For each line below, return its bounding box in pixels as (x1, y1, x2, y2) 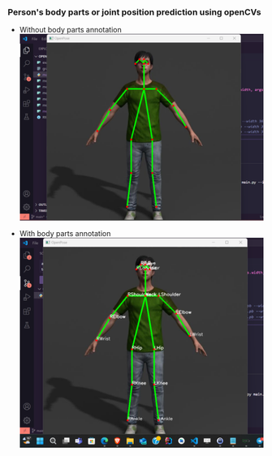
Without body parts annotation (19, 25, 123, 35)
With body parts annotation (19, 229, 111, 239)
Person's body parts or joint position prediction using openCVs (7, 6, 261, 18)
